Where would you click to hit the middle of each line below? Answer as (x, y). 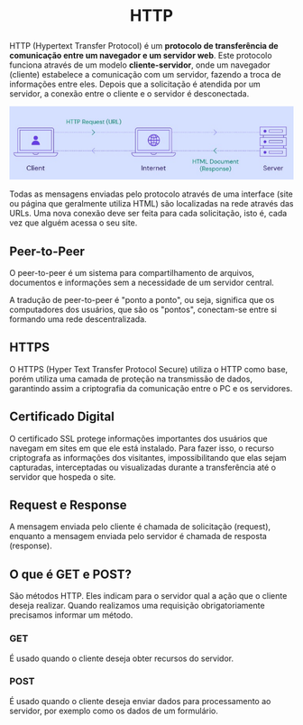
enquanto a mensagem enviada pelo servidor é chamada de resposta (138, 537)
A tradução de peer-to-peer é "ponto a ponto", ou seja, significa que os (142, 299)
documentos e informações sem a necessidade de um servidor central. (142, 282)
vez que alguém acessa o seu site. (73, 223)
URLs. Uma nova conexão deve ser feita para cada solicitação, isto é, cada (148, 214)
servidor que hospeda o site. (63, 477)
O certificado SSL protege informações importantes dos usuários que (138, 438)
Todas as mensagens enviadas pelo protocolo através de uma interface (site (151, 194)
